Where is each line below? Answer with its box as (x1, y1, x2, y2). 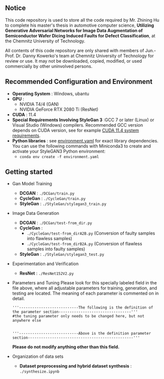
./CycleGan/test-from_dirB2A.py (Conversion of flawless (27, 241, 142, 247)
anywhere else (12, 318, 41, 323)
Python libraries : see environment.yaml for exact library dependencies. (12, 138, 159, 143)
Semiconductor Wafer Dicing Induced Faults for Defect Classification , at (5, 33, 156, 38)
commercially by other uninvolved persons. (5, 63, 92, 69)
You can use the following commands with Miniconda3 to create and (12, 143, 151, 149)
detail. (12, 296, 25, 302)
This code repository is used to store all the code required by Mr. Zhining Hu (5, 17, 160, 23)
